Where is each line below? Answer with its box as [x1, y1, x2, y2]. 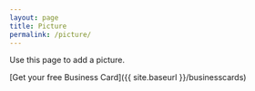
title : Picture [9, 22, 67, 31]
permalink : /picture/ [9, 30, 92, 39]
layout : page [9, 13, 59, 23]
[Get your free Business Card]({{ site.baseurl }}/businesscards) [9, 72, 247, 83]
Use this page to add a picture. [9, 55, 126, 66]
